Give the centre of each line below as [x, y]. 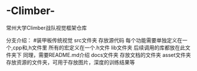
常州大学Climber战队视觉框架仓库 [46, 28]
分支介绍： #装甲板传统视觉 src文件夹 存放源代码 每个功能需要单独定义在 [94, 40]
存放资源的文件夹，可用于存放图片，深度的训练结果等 [71, 62]
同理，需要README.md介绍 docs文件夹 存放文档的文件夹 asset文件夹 [107, 55]
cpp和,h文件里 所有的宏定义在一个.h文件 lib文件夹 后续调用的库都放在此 [99, 48]
